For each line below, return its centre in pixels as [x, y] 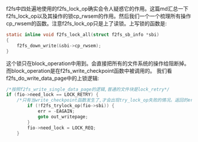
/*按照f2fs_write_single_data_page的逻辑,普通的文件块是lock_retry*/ [88, 89]
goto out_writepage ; [63, 117]
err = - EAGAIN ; [56, 111]
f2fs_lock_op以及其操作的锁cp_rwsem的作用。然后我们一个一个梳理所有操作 [99, 16]
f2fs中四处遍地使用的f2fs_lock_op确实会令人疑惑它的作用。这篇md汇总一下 [97, 9]
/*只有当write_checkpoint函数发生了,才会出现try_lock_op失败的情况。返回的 [103, 100]
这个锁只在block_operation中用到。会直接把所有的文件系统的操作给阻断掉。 [98, 63]
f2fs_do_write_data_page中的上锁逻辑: [53, 78]
